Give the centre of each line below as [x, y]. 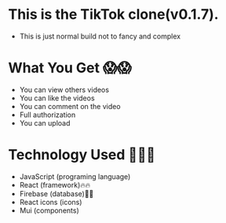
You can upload [45, 122]
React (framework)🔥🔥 [55, 185]
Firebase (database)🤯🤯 [56, 193]
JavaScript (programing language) [75, 176]
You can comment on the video [70, 106]
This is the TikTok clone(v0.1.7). [113, 15]
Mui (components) [49, 210]
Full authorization [47, 115]
